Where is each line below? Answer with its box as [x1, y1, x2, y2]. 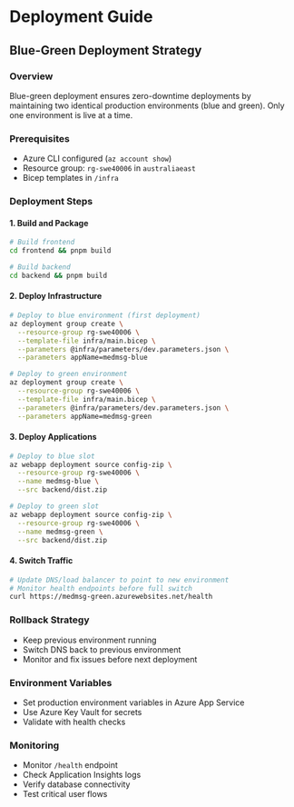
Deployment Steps [9, 195, 93, 208]
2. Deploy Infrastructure [9, 291, 103, 302]
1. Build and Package [9, 217, 89, 228]
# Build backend [9, 263, 71, 272]
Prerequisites [9, 132, 70, 144]
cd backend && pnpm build [9, 271, 107, 280]
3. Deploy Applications [9, 432, 97, 443]
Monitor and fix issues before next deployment [22, 653, 198, 664]
